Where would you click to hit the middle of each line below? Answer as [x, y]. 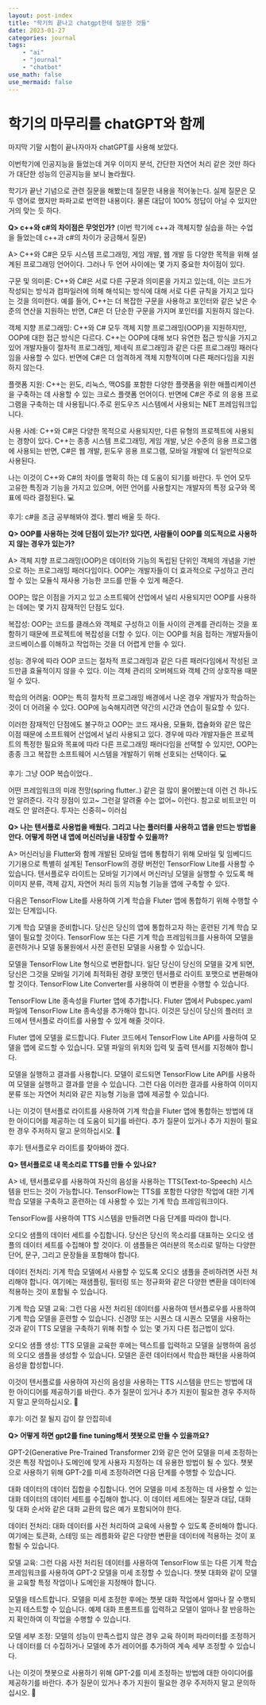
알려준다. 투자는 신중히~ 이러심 [79, 810]
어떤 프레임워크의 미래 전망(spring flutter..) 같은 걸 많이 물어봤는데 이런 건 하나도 [133, 790]
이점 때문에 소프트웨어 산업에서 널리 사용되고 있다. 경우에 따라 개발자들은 [120, 735]
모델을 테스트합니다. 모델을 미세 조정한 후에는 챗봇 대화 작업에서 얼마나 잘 [121, 1599]
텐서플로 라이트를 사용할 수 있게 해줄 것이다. [97, 1020]
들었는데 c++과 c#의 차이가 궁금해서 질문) [81, 237]
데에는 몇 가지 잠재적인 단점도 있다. [70, 608]
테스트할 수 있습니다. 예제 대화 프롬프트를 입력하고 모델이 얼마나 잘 [125, 1610]
